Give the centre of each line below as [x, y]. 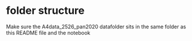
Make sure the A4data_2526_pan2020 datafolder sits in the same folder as [96, 27]
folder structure [45, 11]
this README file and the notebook [48, 32]
